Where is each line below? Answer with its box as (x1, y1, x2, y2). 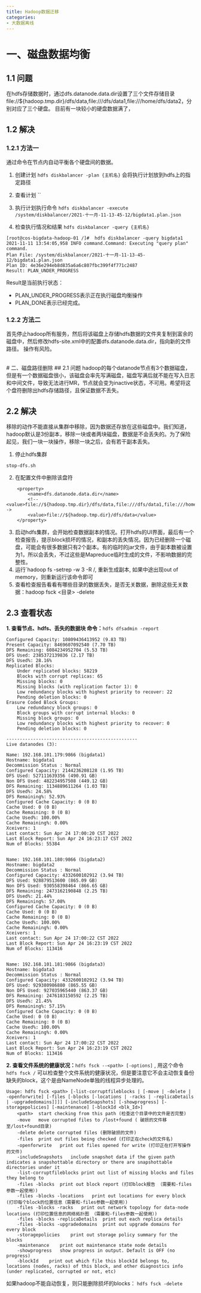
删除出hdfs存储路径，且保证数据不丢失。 (22, 387, 123, 394)
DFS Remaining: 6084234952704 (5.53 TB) (6, 647, 109, 653)
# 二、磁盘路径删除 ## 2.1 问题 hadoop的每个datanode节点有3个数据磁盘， (6, 365, 191, 372)
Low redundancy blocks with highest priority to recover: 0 (17, 720, 170, 726)
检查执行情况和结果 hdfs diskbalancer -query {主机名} (14, 223, 150, 230)
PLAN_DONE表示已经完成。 (14, 299, 84, 306)
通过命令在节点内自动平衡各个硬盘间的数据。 (6, 159, 117, 166)
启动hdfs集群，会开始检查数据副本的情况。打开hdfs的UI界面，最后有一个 (14, 529, 194, 536)
